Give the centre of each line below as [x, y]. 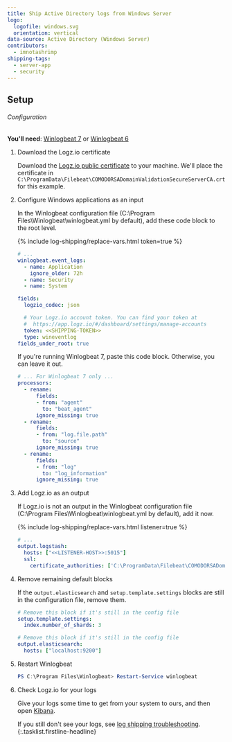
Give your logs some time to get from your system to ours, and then [114, 703]
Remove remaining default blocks [65, 578]
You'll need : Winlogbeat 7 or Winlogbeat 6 [68, 139]
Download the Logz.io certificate [64, 152]
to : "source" [61, 441]
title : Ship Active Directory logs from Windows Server [89, 14]
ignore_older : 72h [56, 273]
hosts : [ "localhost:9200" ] [63, 651]
